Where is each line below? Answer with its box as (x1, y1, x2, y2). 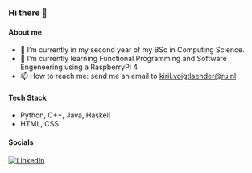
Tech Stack (8, 93, 47, 102)
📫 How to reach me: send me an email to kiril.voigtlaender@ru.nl (19, 72, 237, 81)
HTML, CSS (19, 119, 59, 129)
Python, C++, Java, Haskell (19, 110, 111, 120)
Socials (8, 137, 34, 147)
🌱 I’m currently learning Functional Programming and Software (19, 54, 227, 64)
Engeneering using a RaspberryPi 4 (19, 62, 138, 72)
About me (8, 27, 43, 37)
